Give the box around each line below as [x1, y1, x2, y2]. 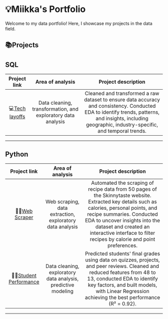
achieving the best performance [84, 294, 160, 301]
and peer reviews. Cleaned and [85, 262, 159, 269]
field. [5, 26, 16, 32]
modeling [51, 287, 73, 294]
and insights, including [95, 115, 148, 122]
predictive [50, 281, 74, 288]
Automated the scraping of [91, 179, 154, 186]
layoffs [9, 113, 25, 120]
